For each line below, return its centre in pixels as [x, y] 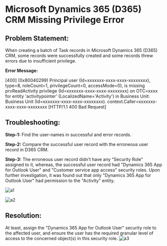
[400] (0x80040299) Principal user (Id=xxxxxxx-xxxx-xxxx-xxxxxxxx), [78, 80]
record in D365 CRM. [27, 149]
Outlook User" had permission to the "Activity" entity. [60, 180]
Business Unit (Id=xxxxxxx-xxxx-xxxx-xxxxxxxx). [56, 101]
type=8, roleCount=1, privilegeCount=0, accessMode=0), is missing [75, 85]
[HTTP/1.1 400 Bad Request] [77, 107]
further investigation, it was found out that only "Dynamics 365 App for [78, 175]
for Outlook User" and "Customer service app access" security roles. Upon [82, 170]
